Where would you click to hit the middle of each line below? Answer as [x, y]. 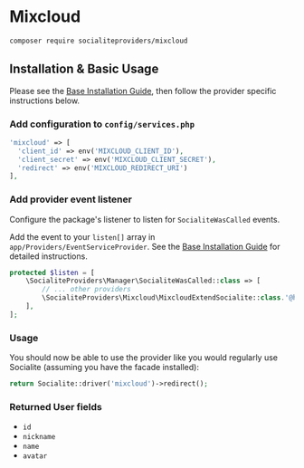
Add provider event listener [71, 199]
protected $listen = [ [52, 272]
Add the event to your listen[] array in [82, 236]
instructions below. [44, 100]
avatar [35, 456]
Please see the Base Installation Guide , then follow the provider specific [143, 91]
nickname [39, 437]
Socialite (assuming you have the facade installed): [104, 368]
